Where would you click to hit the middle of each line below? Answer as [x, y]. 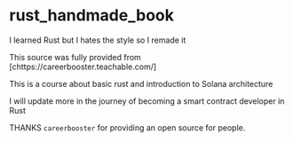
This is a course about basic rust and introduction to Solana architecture [141, 83]
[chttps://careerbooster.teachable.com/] [83, 67]
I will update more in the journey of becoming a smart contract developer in [147, 101]
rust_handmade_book [92, 16]
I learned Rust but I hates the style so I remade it [98, 40]
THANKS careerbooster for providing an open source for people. [127, 127]
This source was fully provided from [75, 57]
